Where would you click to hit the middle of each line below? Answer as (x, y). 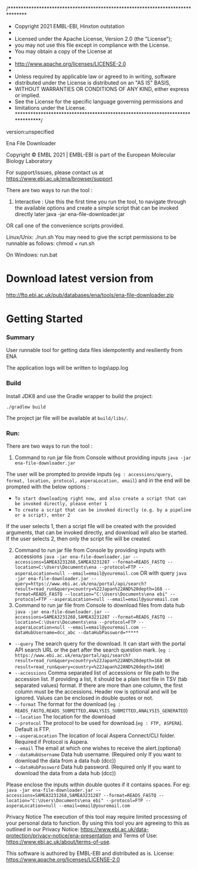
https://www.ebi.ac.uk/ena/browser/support (59, 179)
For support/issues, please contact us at (55, 173)
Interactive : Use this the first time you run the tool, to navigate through (100, 201)
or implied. (28, 95)
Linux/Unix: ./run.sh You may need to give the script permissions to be (91, 237)
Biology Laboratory (29, 161)
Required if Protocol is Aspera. (51, 742)
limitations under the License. (50, 108)
